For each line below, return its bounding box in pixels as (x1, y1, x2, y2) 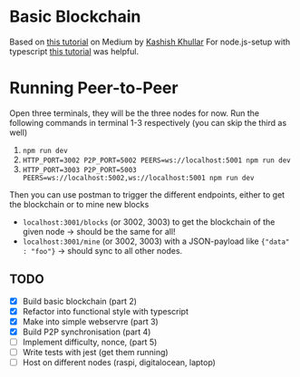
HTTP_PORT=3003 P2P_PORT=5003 (22, 165, 138, 174)
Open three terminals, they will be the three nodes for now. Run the (9, 107, 260, 119)
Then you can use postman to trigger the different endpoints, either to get (9, 188, 285, 200)
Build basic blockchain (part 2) (22, 295, 138, 306)
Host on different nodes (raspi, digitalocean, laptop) (22, 357, 216, 368)
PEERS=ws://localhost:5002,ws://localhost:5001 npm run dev (22, 173, 255, 182)
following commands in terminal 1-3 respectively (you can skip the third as (9, 117, 287, 128)
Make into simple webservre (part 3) (22, 315, 159, 327)
